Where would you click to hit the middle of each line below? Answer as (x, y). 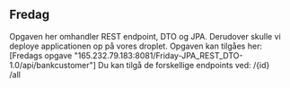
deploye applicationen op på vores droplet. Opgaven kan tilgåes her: (136, 46)
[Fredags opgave (41, 55)
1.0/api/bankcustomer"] (53, 65)
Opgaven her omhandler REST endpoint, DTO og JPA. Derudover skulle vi (145, 36)
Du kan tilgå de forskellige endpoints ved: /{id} (184, 65)
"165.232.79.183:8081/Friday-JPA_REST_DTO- (159, 55)
